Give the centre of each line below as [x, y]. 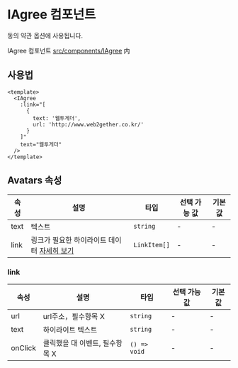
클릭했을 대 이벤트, [72, 343]
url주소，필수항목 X [74, 316]
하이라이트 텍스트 [70, 330]
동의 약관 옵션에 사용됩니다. [45, 36]
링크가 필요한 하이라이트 [69, 240]
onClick [24, 347]
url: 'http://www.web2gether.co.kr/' [88, 124]
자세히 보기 [57, 251]
